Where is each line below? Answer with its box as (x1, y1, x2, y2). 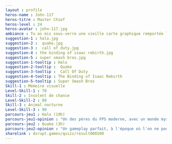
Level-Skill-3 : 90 (5, 107, 47, 112)
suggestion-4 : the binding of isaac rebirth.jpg (5, 50, 114, 55)
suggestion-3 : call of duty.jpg (5, 45, 79, 51)
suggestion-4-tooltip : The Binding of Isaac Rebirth (5, 74, 123, 79)
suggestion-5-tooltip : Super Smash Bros (5, 79, 95, 84)
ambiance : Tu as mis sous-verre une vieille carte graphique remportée (5, 31, 164, 36)
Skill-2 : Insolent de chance (5, 93, 70, 98)
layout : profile (5, 7, 42, 13)
